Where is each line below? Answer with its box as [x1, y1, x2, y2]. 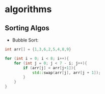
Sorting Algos [5, 24, 49, 32]
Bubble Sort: [12, 37, 39, 43]
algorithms [5, 4, 52, 15]
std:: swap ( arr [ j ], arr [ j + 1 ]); [32, 70, 101, 75]
